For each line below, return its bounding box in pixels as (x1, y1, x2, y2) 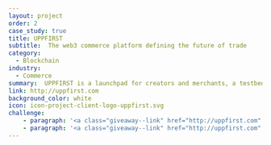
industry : (8, 64, 42, 72)
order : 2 (8, 19, 38, 27)
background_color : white (8, 94, 92, 102)
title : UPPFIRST (8, 34, 63, 43)
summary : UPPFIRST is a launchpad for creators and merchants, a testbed (8, 79, 265, 87)
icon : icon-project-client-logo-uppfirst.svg (8, 101, 164, 110)
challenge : (8, 110, 45, 118)
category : (8, 49, 42, 57)
